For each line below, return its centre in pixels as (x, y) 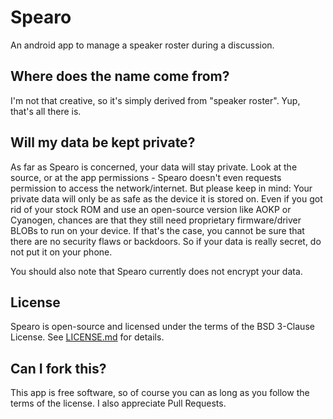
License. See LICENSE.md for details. (87, 337)
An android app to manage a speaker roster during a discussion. (142, 45)
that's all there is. (46, 111)
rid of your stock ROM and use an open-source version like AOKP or (151, 209)
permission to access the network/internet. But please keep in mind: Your (161, 188)
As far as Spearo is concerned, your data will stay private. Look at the (154, 167)
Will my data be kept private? (103, 142)
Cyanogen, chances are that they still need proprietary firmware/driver (156, 220)
